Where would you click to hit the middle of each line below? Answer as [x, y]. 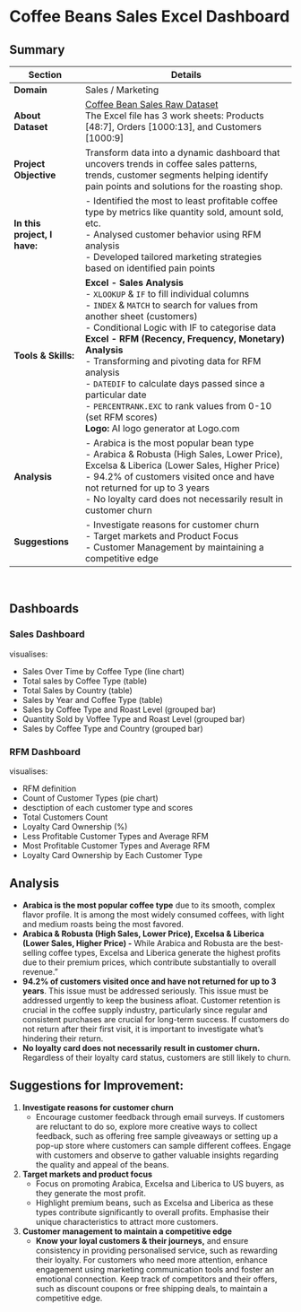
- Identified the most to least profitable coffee [181, 201]
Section [45, 75]
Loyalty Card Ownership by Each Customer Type [112, 855]
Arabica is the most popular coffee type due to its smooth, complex [149, 905]
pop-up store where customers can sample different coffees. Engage [163, 1145]
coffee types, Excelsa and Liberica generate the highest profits [164, 952]
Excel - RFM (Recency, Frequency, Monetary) [185, 339]
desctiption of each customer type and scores [107, 807]
